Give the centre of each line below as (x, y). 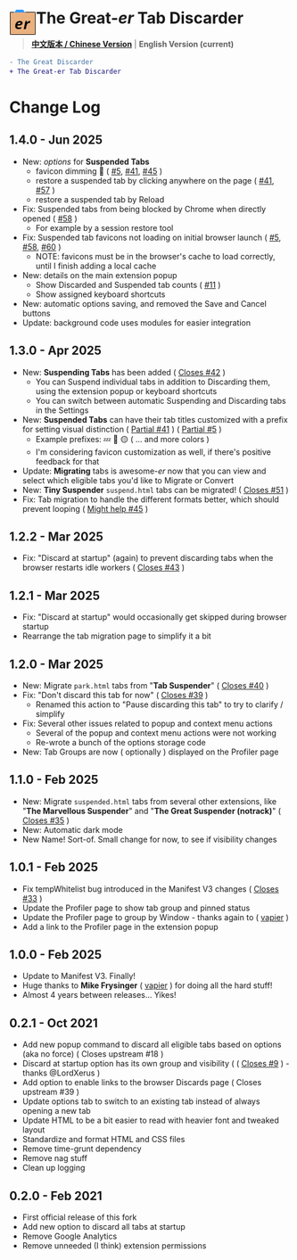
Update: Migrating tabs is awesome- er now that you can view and (144, 471)
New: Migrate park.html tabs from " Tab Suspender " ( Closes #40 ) (145, 685)
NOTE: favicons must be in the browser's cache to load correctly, (155, 256)
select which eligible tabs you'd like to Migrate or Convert (128, 480)
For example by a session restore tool (104, 227)
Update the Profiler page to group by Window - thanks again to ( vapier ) (156, 917)
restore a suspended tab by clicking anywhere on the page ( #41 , (155, 180)
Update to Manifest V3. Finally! (79, 976)
